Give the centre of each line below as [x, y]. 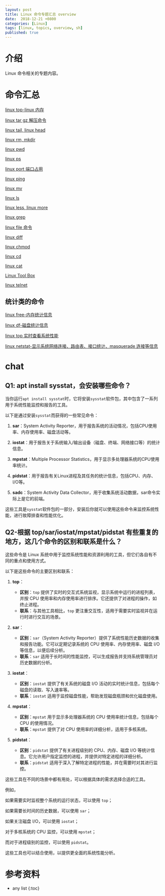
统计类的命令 [25, 302]
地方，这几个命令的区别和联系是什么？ [63, 542]
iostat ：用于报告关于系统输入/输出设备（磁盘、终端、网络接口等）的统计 [86, 442]
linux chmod [18, 246]
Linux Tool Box [20, 275]
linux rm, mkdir [20, 139]
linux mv [14, 188]
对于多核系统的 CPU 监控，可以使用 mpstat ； [51, 832]
